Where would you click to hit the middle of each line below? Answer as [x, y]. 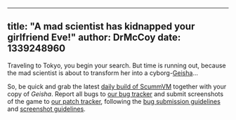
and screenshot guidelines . [46, 109]
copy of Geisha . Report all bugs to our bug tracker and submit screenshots [115, 94]
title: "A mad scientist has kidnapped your [101, 26]
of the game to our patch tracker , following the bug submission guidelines [114, 101]
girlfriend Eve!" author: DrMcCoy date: [94, 38]
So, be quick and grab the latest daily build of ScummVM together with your [117, 86]
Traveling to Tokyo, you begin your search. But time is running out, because [117, 65]
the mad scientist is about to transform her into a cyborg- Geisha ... [103, 73]
